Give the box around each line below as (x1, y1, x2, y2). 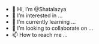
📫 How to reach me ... (11, 32, 68, 38)
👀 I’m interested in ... (11, 12, 63, 19)
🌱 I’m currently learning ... (11, 18, 76, 25)
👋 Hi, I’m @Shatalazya (11, 6, 67, 12)
